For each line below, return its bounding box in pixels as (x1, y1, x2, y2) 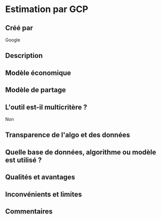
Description (5, 51, 43, 60)
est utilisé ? (5, 156, 42, 164)
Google (5, 37, 21, 43)
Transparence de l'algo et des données (5, 131, 130, 139)
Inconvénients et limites (5, 190, 82, 198)
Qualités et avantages (5, 173, 75, 182)
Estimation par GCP (5, 4, 89, 15)
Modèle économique (5, 68, 71, 77)
